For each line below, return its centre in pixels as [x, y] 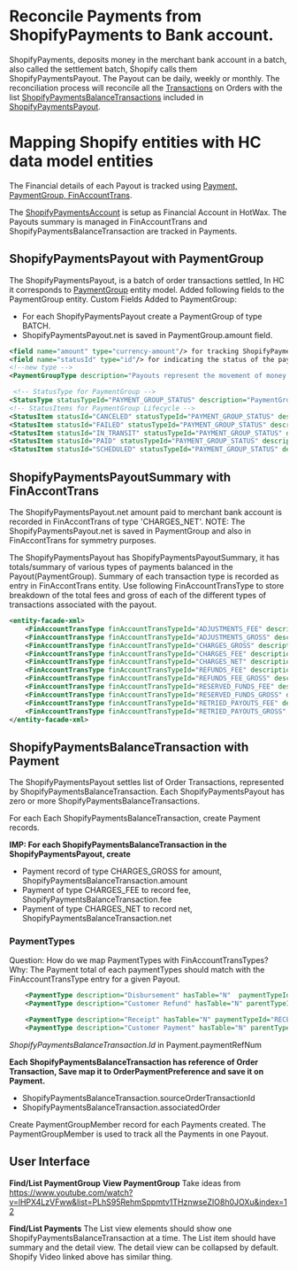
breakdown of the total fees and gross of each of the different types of [138, 595]
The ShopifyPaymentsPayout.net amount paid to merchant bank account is [146, 512]
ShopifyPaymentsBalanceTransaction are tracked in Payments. [123, 231]
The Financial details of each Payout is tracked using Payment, [123, 185]
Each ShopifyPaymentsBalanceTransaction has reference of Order [134, 1062]
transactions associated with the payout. [83, 605]
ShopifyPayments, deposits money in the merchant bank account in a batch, [148, 59]
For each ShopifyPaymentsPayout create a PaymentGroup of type [142, 316]
